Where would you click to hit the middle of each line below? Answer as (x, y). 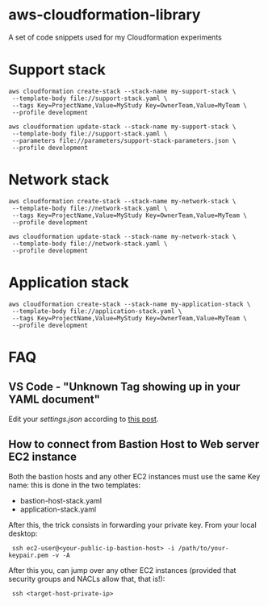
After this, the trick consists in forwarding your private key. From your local (132, 525)
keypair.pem (28, 555)
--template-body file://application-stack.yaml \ (97, 311)
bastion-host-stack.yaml (61, 500)
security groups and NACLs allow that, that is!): (87, 579)
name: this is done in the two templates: (75, 485)
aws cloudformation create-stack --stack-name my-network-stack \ (122, 201)
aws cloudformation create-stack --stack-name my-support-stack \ (122, 91)
